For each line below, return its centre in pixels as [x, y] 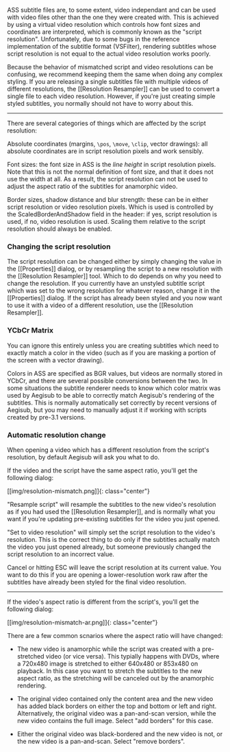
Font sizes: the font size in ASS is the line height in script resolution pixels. [112, 164]
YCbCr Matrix [30, 330]
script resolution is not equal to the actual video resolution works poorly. [109, 54]
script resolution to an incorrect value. [61, 554]
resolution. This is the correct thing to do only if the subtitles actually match [114, 539]
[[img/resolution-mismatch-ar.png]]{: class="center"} [82, 622]
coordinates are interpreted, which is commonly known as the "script [104, 32]
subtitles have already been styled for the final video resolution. [97, 582]
